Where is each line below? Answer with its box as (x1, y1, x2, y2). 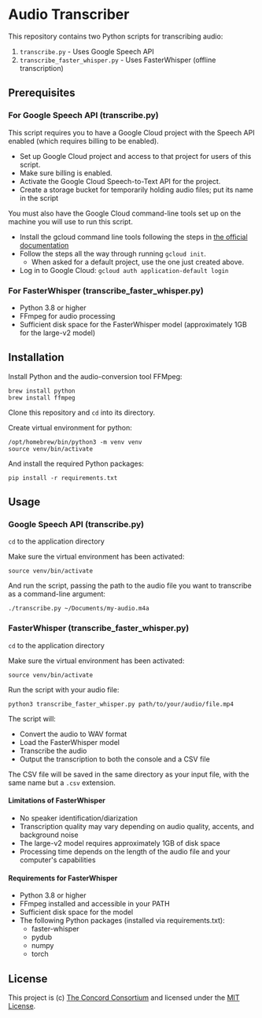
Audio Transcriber (8, 6, 130, 24)
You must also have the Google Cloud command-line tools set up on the (8, 208, 242, 218)
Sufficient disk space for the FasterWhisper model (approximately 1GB (19, 319, 248, 329)
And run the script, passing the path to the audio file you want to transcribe (8, 581, 252, 591)
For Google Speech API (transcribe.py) (8, 110, 159, 121)
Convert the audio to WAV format (19, 729, 127, 739)
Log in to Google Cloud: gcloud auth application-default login (19, 265, 230, 275)
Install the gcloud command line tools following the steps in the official (19, 232, 248, 242)
